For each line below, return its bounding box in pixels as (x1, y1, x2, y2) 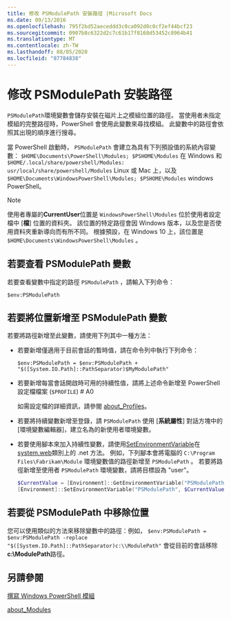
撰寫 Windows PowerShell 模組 (7, 591, 95, 600)
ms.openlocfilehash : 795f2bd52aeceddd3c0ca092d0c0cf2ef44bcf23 (7, 23, 193, 30)
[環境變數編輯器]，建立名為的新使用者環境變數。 (17, 426, 155, 434)
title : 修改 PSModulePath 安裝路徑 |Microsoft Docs (7, 10, 153, 17)
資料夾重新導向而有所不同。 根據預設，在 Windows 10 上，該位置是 (12, 227, 204, 235)
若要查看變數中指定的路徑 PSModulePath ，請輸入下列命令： (7, 277, 174, 286)
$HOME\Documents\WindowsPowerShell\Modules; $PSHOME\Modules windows (7, 174, 214, 182)
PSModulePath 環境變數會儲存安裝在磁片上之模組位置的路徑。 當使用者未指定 (7, 111, 221, 119)
